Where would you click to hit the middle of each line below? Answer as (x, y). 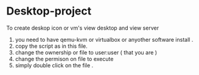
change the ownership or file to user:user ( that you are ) (86, 52)
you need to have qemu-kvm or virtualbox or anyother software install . (104, 39)
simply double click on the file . (54, 65)
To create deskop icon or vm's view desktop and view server (83, 28)
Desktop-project (49, 11)
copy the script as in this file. (51, 46)
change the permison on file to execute (64, 59)
